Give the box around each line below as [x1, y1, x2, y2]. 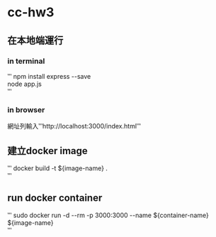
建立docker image [7, 145, 89, 157]
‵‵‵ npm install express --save [7, 72, 91, 80]
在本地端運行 [7, 34, 64, 46]
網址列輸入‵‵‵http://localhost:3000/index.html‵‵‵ [7, 122, 142, 131]
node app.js [7, 79, 42, 88]
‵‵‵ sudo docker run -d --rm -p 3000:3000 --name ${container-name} [7, 211, 209, 219]
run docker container [7, 192, 103, 204]
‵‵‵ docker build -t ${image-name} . [7, 164, 108, 172]
